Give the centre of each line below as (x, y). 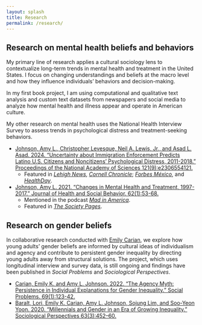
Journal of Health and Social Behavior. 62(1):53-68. (95, 193)
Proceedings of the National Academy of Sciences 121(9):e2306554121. (104, 168)
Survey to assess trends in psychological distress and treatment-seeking (97, 130)
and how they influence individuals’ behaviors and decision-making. (91, 82)
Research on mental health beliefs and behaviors (100, 47)
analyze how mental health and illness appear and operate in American (94, 106)
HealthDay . (38, 181)
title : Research (27, 18)
